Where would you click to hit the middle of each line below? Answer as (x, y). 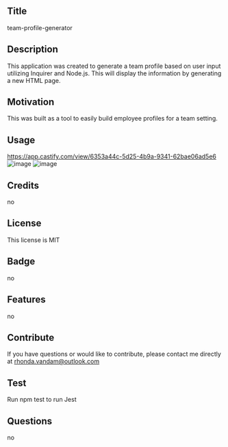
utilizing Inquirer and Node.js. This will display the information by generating (114, 73)
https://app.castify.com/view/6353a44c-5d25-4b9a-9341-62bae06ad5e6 (112, 156)
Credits (23, 185)
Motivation (31, 102)
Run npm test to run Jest (42, 400)
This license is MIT (34, 240)
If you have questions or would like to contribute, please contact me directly (114, 354)
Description (33, 50)
